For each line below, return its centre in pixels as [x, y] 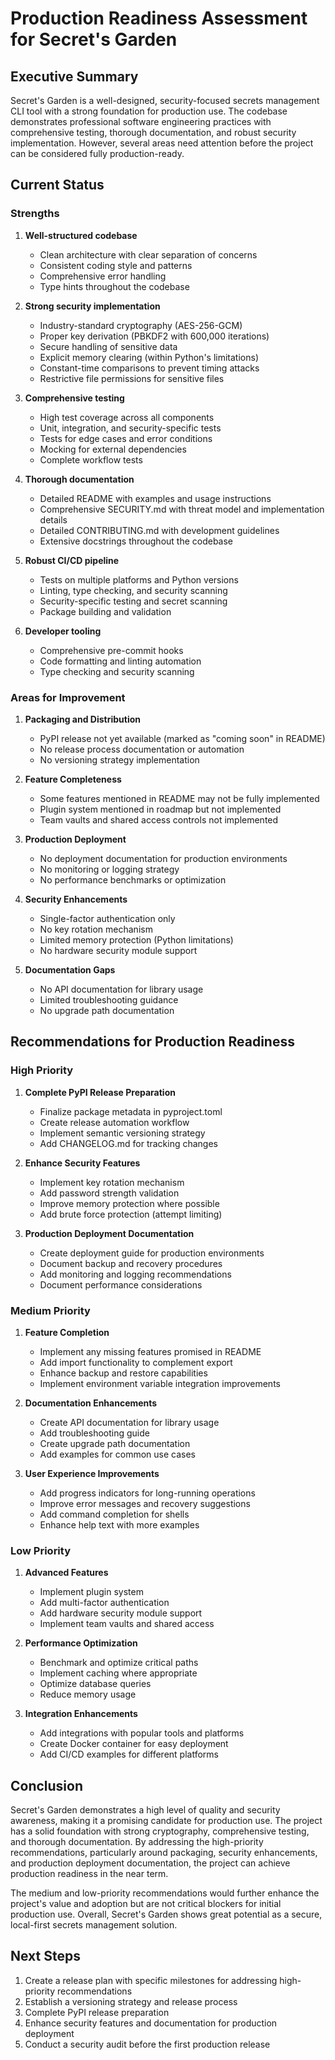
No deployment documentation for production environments [163, 858]
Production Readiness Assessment [159, 18]
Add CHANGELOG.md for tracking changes [129, 1143]
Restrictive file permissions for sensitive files [132, 378]
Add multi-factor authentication [104, 1603]
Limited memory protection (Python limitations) [136, 939]
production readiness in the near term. [89, 1874]
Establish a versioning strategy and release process [131, 2001]
